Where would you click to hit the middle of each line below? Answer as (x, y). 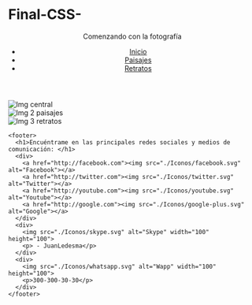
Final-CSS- (45, 15)
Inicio (138, 51)
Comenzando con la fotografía (132, 36)
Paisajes (138, 60)
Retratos (138, 68)
